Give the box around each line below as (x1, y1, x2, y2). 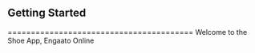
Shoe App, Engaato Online (7, 36, 95, 45)
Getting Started (7, 6, 87, 20)
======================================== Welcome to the (7, 27, 248, 36)
